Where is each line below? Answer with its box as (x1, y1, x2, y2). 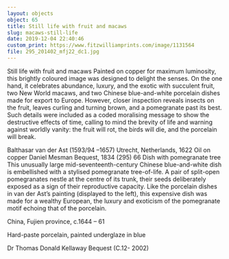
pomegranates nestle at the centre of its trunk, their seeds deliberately (7, 175, 206, 183)
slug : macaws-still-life (7, 29, 78, 36)
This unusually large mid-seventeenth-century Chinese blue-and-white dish (7, 160, 222, 169)
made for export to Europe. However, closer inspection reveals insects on (7, 96, 215, 104)
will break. (7, 132, 36, 140)
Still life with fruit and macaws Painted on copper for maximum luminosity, (7, 66, 217, 75)
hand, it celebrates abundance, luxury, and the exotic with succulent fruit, (7, 82, 215, 90)
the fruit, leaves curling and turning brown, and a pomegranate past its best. (7, 103, 222, 112)
